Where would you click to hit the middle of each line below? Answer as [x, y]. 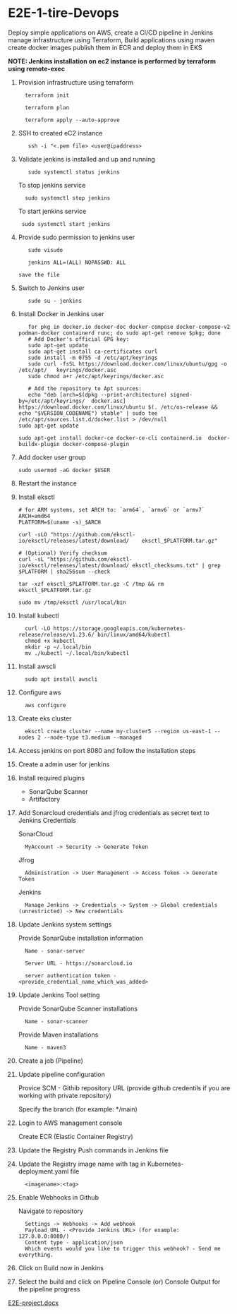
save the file [39, 275]
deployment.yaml [43, 1171]
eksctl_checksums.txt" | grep [176, 565]
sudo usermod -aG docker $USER [64, 470]
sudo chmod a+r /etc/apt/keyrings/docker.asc [96, 376]
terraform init [47, 95]
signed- [181, 394]
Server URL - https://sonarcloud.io [79, 963]
